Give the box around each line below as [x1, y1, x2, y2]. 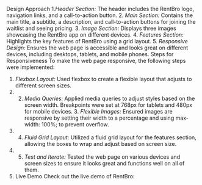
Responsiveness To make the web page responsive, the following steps [6, 57, 186, 64]
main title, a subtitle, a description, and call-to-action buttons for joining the [6, 18, 197, 25]
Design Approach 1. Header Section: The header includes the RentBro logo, [6, 5, 194, 12]
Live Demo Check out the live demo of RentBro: [15, 173, 135, 180]
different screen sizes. [15, 82, 72, 89]
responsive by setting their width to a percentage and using [24, 114, 175, 122]
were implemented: [6, 63, 55, 71]
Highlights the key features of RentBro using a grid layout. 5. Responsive [6, 38, 188, 45]
